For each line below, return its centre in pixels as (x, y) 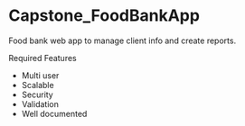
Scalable (38, 85)
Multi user (40, 75)
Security (37, 94)
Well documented (54, 113)
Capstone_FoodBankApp (104, 16)
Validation (40, 103)
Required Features (43, 58)
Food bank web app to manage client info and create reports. (122, 40)
